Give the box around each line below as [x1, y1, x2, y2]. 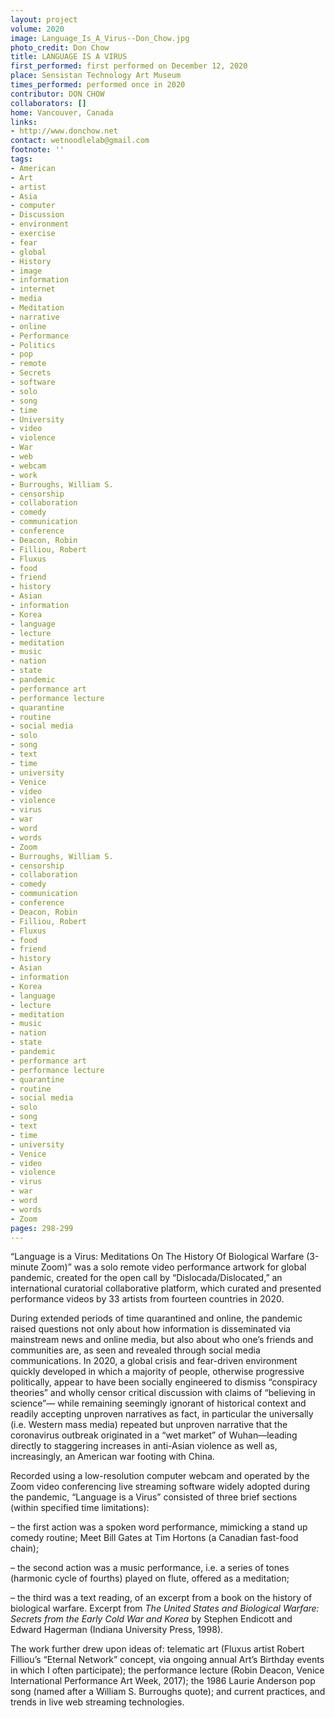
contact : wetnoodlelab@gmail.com [10, 136, 150, 146]
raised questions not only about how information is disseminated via [10, 1323, 292, 1335]
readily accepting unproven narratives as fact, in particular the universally [10, 1408, 314, 1420]
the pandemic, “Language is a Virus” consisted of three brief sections [10, 1491, 298, 1503]
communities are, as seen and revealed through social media [10, 1344, 261, 1356]
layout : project [10, 14, 78, 25]
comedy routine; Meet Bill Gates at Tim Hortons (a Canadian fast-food [10, 1532, 299, 1544]
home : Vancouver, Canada [10, 107, 114, 118]
